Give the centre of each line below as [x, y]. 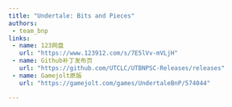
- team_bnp [30, 31]
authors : [23, 23]
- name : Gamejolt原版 [47, 76]
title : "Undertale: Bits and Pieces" [72, 16]
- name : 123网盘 [38, 46]
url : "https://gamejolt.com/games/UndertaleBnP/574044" [115, 83]
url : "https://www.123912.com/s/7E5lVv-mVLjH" [99, 53]
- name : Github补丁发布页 [52, 61]
